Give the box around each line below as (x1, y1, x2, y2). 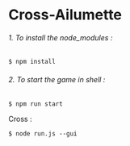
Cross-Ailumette (8, 6, 123, 24)
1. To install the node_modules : (8, 32, 113, 42)
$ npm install (8, 58, 57, 66)
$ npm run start (8, 99, 63, 108)
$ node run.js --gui (8, 129, 78, 138)
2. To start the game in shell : (8, 74, 106, 84)
